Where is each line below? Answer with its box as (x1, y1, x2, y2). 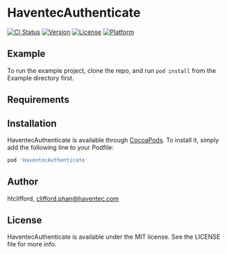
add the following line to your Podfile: (7, 143, 115, 151)
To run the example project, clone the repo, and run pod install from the (7, 66, 217, 74)
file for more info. (7, 240, 57, 248)
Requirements (7, 94, 69, 105)
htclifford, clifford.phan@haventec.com (7, 194, 119, 203)
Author (7, 176, 38, 188)
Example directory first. (7, 74, 74, 82)
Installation (7, 117, 57, 129)
